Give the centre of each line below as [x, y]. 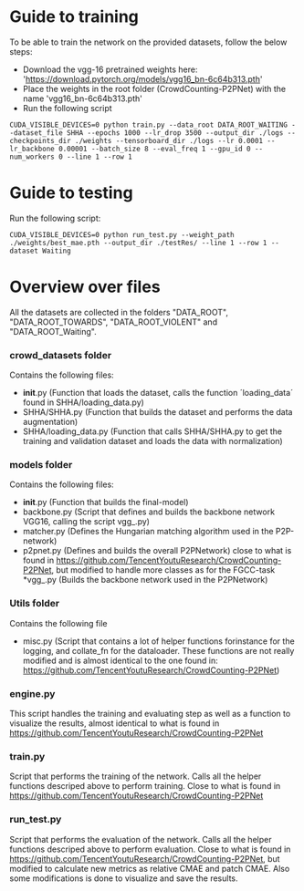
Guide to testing [72, 193]
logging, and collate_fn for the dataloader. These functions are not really [158, 650]
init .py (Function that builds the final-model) [105, 502]
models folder [41, 465]
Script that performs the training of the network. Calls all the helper [136, 776]
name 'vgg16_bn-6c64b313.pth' [83, 98]
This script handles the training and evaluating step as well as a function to [150, 714]
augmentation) [50, 422]
